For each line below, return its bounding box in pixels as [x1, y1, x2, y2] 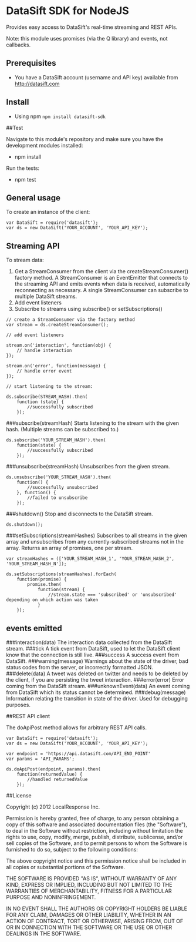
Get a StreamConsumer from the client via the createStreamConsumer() [14, 268, 189, 275]
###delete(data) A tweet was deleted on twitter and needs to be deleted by [6, 670, 188, 677]
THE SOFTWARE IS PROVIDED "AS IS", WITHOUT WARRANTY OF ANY [6, 875, 177, 882]
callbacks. [6, 41, 31, 48]
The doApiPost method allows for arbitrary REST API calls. [6, 724, 147, 731]
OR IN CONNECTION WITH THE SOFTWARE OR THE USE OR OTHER [6, 924, 173, 931]
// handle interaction [16, 348, 72, 354]
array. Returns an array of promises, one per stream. [6, 545, 133, 552]
